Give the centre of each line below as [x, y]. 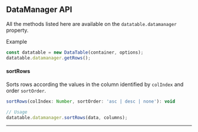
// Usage [17, 112]
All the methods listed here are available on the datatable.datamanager [91, 24]
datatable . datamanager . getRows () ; [49, 58]
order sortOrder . [26, 90]
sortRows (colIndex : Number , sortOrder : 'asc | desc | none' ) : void [91, 101]
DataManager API [39, 10]
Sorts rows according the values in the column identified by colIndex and [95, 84]
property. [17, 30]
